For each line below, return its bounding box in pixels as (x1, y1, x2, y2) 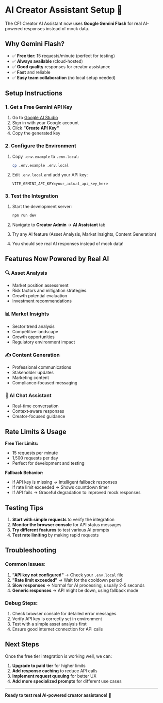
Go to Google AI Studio (12, 114, 58, 121)
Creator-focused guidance (12, 414, 65, 419)
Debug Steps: (5, 599, 38, 606)
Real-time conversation (12, 403, 59, 409)
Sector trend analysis (12, 323, 55, 329)
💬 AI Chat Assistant (5, 392, 52, 399)
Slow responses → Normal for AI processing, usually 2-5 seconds (12, 582, 145, 588)
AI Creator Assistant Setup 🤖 (5, 4, 123, 16)
